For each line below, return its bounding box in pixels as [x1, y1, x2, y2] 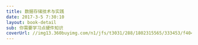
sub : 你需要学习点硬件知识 [6, 25, 64, 31]
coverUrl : [6, 30, 31, 36]
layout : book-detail [6, 19, 57, 25]
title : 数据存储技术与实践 [6, 8, 65, 15]
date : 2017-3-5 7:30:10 [6, 14, 65, 20]
